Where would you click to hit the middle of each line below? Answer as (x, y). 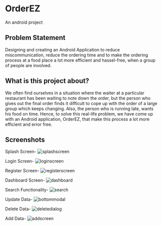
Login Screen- (20, 161)
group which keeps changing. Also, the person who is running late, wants (79, 109)
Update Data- (19, 199)
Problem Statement (35, 38)
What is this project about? (47, 81)
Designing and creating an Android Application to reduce (63, 49)
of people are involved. (28, 65)
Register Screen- (22, 171)
